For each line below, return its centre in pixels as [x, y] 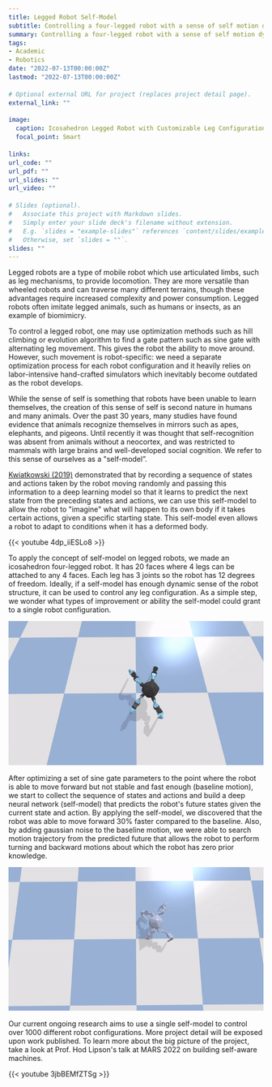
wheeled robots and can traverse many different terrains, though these [126, 290]
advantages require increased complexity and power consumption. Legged [134, 298]
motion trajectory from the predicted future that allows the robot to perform [134, 838]
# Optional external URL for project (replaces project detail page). [130, 94]
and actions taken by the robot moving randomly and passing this [117, 484]
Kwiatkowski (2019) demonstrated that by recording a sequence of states [130, 475]
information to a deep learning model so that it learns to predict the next [128, 492]
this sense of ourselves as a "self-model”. [78, 459]
